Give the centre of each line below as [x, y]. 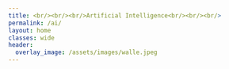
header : [21, 45]
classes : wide [32, 38]
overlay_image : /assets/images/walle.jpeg [86, 52]
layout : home [30, 30]
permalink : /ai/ [35, 23]
